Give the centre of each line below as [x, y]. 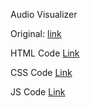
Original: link [36, 33]
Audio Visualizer [44, 14]
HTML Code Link [45, 53]
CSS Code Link [41, 72]
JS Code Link [38, 92]
